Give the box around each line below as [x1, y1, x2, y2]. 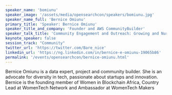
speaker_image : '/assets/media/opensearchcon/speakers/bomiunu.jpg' [5, 12, 155, 17]
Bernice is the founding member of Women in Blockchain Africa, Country [5, 79, 159, 85]
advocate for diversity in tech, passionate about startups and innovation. [5, 74, 158, 80]
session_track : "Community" [5, 41, 66, 46]
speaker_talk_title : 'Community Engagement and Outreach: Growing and [5, 31, 159, 36]
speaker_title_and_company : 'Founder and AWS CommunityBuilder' [5, 26, 145, 31]
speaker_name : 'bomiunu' [5, 7, 58, 13]
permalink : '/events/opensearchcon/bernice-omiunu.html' [5, 54, 130, 60]
